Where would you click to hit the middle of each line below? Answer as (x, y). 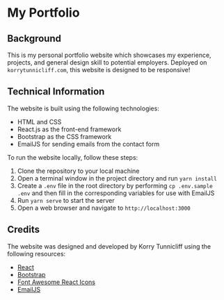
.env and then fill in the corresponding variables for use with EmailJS (116, 193)
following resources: (37, 253)
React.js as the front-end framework (69, 129)
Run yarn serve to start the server (66, 200)
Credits (24, 230)
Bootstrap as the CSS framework (64, 136)
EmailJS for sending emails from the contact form (88, 144)
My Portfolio (43, 13)
